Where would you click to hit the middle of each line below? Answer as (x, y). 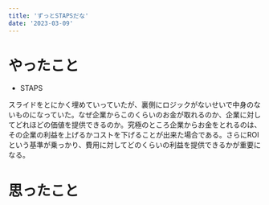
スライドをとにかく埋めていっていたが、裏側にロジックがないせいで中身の (131, 105)
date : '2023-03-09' (41, 23)
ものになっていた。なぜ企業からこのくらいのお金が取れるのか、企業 (128, 115)
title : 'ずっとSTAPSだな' (49, 16)
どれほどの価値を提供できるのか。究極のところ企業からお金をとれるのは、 (138, 125)
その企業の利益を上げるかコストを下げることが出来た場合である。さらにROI (134, 135)
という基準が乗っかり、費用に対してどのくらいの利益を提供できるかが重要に (134, 145)
